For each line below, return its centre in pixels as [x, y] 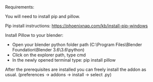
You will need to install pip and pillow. [43, 16]
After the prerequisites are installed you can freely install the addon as [76, 69]
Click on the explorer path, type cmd [49, 55]
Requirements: [20, 7]
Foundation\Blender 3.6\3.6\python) [48, 50]
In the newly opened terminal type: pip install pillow [64, 60]
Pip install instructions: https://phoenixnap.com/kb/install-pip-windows [76, 26]
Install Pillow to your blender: [34, 35]
